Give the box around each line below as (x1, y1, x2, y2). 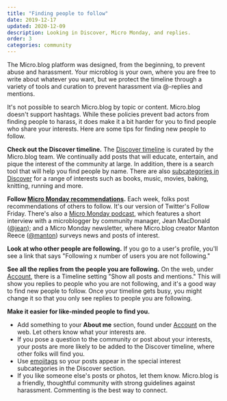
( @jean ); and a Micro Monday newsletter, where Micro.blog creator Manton (7, 224, 219, 232)
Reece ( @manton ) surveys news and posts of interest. (7, 231, 160, 240)
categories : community (7, 42, 72, 49)
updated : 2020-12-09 (7, 23, 66, 29)
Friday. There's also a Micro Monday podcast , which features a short (7, 209, 201, 218)
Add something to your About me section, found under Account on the (16, 321, 217, 328)
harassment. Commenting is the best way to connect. (16, 386, 168, 394)
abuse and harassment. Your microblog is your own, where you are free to (7, 68, 217, 76)
